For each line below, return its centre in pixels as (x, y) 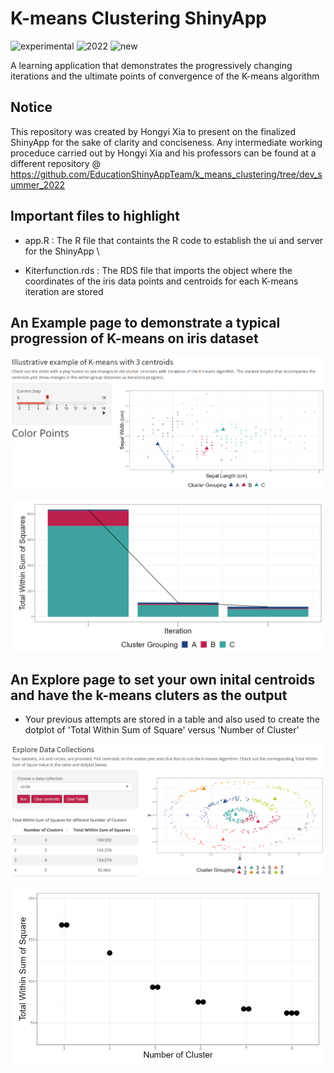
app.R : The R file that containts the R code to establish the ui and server (174, 240)
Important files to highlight (95, 216)
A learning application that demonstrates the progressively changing (151, 65)
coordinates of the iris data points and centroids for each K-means (161, 281)
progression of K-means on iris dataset (134, 338)
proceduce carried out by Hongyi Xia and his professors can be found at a (163, 153)
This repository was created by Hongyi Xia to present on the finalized (153, 131)
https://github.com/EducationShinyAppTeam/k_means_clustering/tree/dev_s (166, 174)
